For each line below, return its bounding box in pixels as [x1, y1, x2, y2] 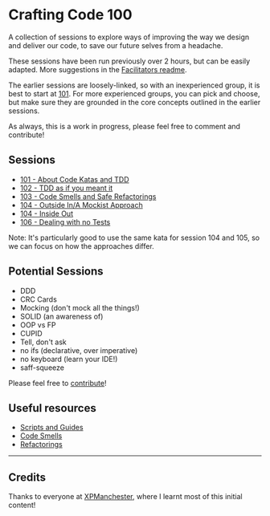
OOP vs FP [19, 319, 56, 330]
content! [8, 500, 36, 510]
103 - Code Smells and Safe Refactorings [19, 191, 157, 201]
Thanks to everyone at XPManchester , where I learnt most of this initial [8, 492, 243, 502]
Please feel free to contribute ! [8, 378, 107, 388]
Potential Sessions [8, 265, 104, 278]
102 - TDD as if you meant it [19, 183, 113, 193]
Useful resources [8, 401, 96, 415]
